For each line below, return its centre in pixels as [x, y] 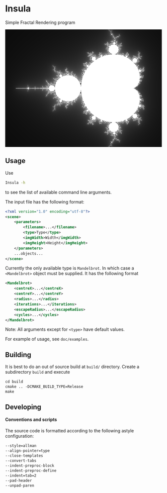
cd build [14, 382]
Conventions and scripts [31, 420]
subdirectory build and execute [38, 372]
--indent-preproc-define [31, 471]
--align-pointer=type [28, 451]
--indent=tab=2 [21, 476]
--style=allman [21, 446]
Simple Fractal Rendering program [40, 22]
